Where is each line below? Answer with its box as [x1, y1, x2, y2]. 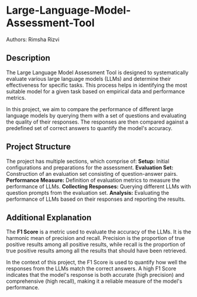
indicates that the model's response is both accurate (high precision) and [6, 271, 185, 279]
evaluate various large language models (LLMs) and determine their [6, 75, 172, 82]
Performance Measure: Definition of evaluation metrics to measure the [6, 176, 180, 184]
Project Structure [6, 142, 71, 152]
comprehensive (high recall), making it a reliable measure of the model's [6, 277, 182, 285]
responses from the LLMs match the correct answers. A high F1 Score [6, 265, 176, 272]
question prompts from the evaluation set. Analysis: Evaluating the [6, 189, 170, 196]
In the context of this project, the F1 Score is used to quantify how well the [6, 259, 187, 266]
